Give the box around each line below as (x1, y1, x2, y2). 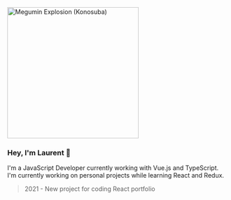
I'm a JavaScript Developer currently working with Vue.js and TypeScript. (7, 164, 219, 172)
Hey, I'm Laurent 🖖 (7, 148, 71, 157)
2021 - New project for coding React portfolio (24, 185, 155, 193)
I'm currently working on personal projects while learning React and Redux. (7, 171, 225, 180)
